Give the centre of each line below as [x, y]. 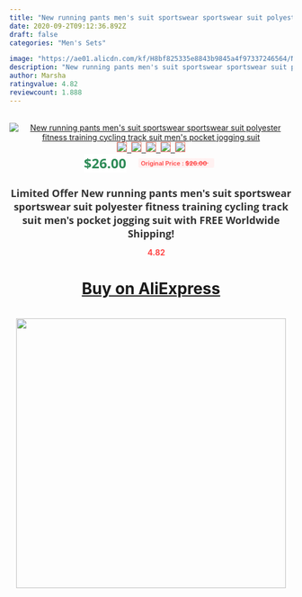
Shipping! [151, 233]
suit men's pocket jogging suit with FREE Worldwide [151, 220]
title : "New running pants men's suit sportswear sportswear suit [136, 18]
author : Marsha [38, 76]
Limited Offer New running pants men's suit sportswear [151, 193]
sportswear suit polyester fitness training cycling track [151, 206]
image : [22, 59]
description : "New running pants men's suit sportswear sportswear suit [148, 67]
